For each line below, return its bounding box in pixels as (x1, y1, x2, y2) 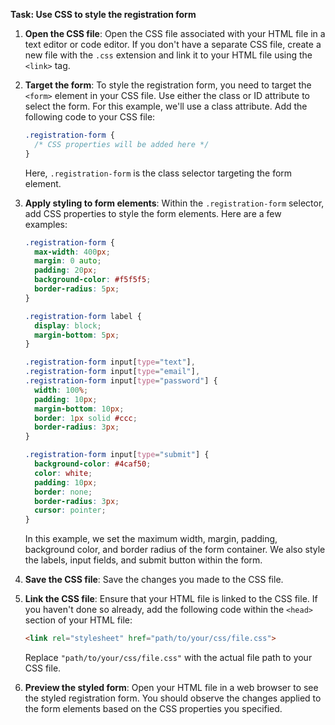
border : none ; (34, 487, 93, 497)
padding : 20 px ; (34, 265, 98, 276)
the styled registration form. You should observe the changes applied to (24, 692, 322, 704)
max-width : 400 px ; (34, 247, 111, 257)
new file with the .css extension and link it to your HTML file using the (24, 49, 313, 61)
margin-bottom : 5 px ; (34, 330, 120, 340)
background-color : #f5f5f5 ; (34, 275, 152, 285)
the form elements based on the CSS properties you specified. (24, 703, 283, 714)
